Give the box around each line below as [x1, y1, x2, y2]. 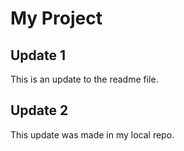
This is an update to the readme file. [10, 73, 159, 85]
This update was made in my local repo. [10, 128, 175, 141]
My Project [10, 7, 103, 30]
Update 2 [10, 102, 69, 119]
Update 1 [10, 47, 67, 64]
